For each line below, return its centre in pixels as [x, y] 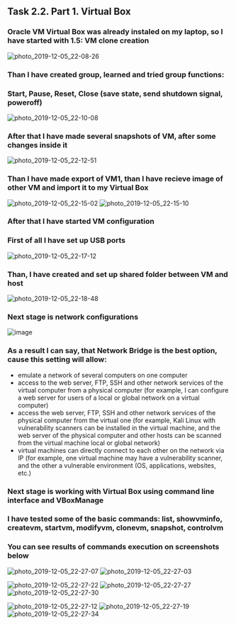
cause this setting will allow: [57, 359]
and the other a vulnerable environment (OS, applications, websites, [117, 465]
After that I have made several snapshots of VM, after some [112, 136]
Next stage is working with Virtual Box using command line [111, 491]
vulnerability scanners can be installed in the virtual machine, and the [119, 427]
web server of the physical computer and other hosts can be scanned [119, 435]
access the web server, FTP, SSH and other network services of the [117, 412]
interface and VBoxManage [56, 500]
